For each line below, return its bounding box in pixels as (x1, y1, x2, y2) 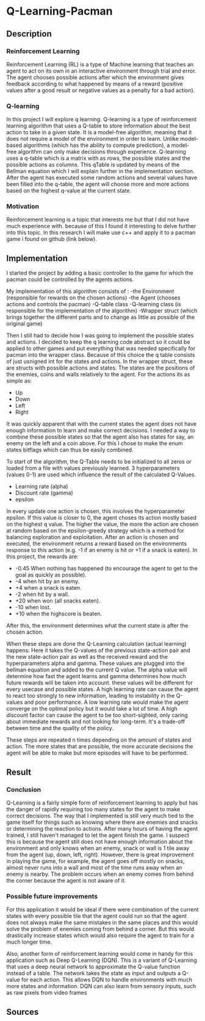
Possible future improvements (6, 892, 98, 900)
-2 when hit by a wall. (15, 590, 70, 598)
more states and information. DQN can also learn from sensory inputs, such (6, 983, 196, 990)
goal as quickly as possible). (15, 571, 87, 579)
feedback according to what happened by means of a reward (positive (6, 80, 184, 87)
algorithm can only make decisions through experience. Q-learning (18, 148, 186, 156)
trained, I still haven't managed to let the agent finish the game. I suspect (6, 831, 189, 839)
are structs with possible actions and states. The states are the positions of (6, 364, 195, 371)
